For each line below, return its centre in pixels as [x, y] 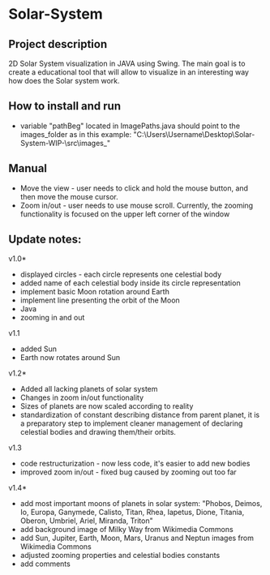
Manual [28, 168]
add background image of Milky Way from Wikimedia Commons [126, 530]
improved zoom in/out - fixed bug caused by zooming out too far [128, 472]
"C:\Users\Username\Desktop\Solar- [194, 134]
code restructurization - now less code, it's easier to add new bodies [135, 464]
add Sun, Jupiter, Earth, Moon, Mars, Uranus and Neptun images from [137, 538]
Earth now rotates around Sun [70, 358]
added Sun [39, 349]
